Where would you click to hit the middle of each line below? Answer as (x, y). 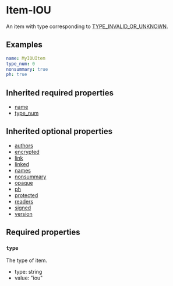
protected (26, 195)
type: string (28, 271)
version (24, 213)
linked (22, 164)
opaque (24, 182)
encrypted (27, 151)
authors (24, 145)
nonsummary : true (27, 69)
